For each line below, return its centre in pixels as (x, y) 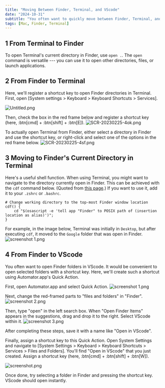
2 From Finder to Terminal (45, 81)
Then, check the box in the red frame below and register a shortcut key (77, 117)
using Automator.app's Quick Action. (42, 277)
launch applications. (25, 66)
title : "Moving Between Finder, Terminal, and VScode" (62, 10)
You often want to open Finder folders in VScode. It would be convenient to (81, 266)
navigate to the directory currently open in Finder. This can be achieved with (82, 183)
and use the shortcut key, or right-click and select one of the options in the (81, 137)
